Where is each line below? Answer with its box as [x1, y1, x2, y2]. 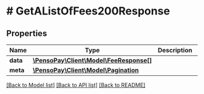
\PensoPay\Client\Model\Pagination [32, 66, 139, 74]
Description [157, 46, 192, 54]
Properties [6, 28, 47, 39]
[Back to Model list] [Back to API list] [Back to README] [6, 81, 146, 89]
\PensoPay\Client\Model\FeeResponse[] [32, 56, 152, 64]
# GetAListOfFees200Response [6, 4, 170, 18]
